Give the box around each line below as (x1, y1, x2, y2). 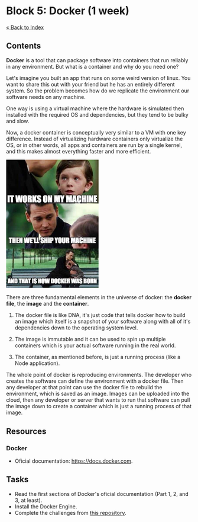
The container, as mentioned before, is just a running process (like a (14, 354, 181, 361)
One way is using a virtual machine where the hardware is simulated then (6, 105, 184, 112)
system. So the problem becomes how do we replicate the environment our (6, 87, 190, 94)
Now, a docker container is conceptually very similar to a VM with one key (6, 129, 186, 136)
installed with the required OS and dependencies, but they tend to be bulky (6, 111, 189, 118)
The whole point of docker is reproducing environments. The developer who (6, 372, 192, 379)
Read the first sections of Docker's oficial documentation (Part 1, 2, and (14, 490, 189, 497)
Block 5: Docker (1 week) (6, 4, 130, 18)
